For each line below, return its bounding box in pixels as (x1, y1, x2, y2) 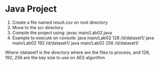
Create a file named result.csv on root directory (12, 19, 108, 25)
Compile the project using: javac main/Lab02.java (12, 30, 112, 35)
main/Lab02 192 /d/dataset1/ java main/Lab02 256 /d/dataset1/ (12, 40, 139, 46)
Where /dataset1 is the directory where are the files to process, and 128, (5, 49, 150, 55)
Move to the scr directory (12, 24, 64, 30)
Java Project (5, 3, 57, 15)
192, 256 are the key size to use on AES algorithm (5, 54, 105, 60)
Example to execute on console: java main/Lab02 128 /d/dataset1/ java (12, 35, 154, 41)
